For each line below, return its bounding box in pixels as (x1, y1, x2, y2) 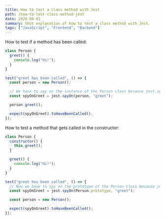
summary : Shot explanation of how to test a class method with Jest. (5, 21, 151, 26)
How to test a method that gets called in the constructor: (5, 125, 119, 131)
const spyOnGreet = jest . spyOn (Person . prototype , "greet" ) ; (9, 189, 135, 193)
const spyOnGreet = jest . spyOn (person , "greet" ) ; (9, 94, 113, 99)
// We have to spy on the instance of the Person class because (9, 89, 144, 94)
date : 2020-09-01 (5, 16, 41, 21)
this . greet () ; (14, 143, 43, 148)
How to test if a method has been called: (5, 39, 87, 45)
